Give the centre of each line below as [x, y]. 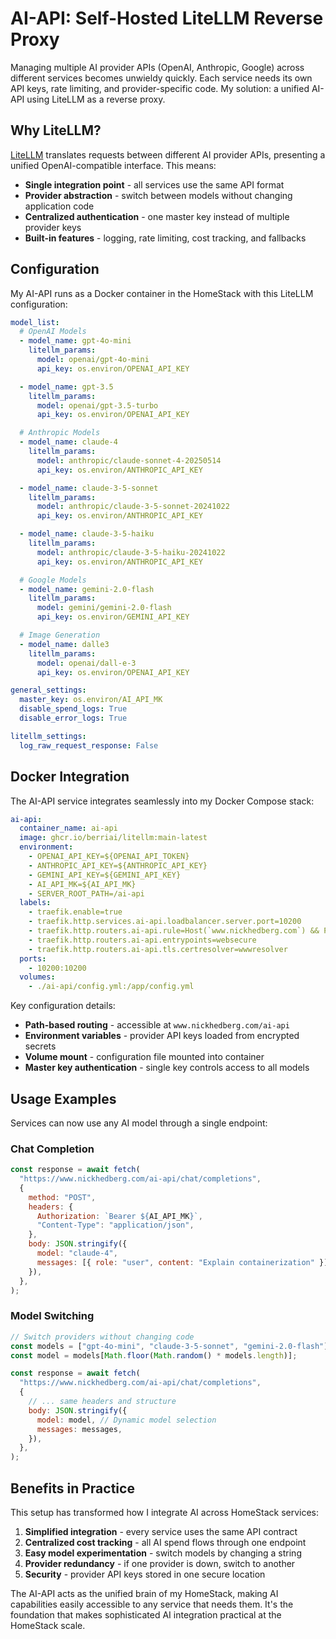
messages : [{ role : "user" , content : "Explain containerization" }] [182, 1262]
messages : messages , [79, 1429]
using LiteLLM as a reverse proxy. [96, 99]
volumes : [37, 977]
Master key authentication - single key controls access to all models [167, 1068]
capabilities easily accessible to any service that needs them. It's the [152, 1604]
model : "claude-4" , [77, 1253]
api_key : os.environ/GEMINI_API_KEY [113, 617]
